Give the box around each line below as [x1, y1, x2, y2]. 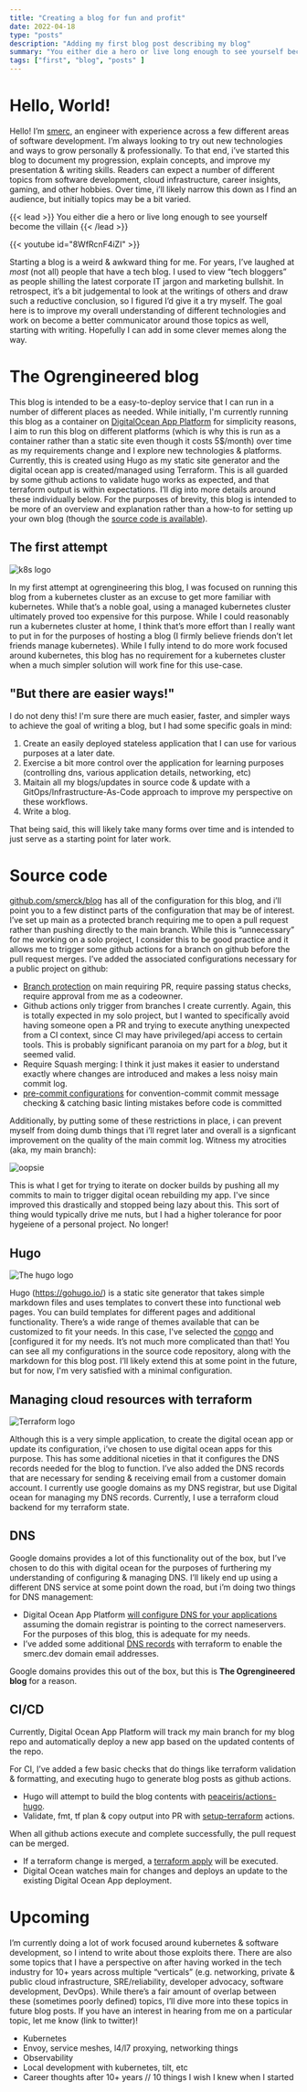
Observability [22, 2052, 74, 2063]
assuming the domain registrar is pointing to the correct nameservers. [22, 1618, 286, 1629]
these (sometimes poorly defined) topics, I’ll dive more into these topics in [9, 1995, 289, 2006]
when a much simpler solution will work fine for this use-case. [9, 660, 244, 671]
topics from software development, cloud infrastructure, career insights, [9, 174, 281, 185]
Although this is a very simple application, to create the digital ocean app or [9, 1433, 294, 1445]
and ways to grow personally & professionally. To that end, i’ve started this [9, 145, 290, 156]
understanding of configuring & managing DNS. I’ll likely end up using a [9, 1572, 279, 1582]
